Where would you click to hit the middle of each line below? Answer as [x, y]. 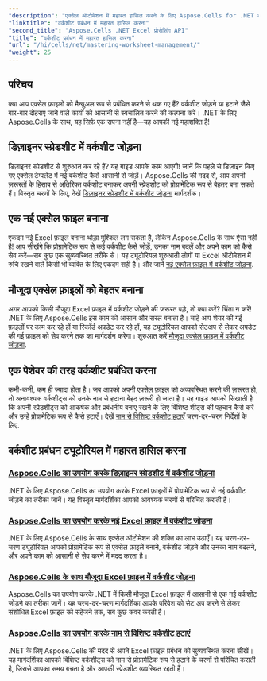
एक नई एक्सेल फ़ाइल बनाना [58, 219]
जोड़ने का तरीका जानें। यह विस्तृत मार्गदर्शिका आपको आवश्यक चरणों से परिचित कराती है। [120, 499]
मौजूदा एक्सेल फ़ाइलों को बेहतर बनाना [76, 290]
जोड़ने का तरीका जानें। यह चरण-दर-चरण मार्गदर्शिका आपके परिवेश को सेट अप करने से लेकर [124, 603]
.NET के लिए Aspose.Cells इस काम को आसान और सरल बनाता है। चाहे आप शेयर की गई [125, 318]
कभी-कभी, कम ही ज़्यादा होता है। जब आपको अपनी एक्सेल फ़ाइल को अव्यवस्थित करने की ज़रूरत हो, [133, 389]
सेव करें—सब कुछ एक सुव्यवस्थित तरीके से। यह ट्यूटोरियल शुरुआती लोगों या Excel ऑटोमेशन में [130, 256]
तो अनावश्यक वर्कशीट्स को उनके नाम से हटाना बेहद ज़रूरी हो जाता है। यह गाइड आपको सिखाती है [130, 399]
